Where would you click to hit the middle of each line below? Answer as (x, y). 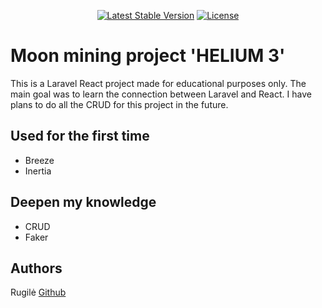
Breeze (39, 160)
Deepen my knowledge (83, 202)
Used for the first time (80, 136)
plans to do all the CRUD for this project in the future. (119, 104)
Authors (36, 268)
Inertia (38, 171)
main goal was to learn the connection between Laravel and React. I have (161, 94)
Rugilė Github (38, 292)
